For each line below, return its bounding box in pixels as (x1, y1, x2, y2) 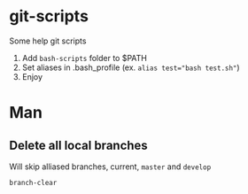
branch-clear (9, 178, 58, 187)
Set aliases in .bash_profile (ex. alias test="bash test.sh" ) (21, 62, 241, 73)
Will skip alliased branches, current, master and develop (9, 161, 212, 172)
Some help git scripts (9, 35, 87, 46)
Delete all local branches (9, 137, 148, 152)
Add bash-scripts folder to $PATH (21, 52, 148, 63)
